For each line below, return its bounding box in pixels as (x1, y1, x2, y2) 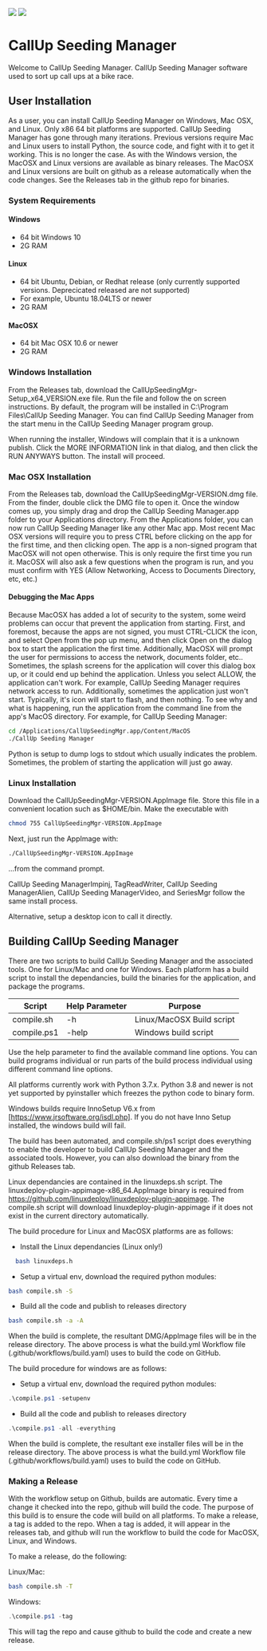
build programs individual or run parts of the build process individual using (8, 1056, 253, 1065)
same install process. (8, 896, 78, 906)
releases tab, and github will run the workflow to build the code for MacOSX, (8, 1528, 260, 1538)
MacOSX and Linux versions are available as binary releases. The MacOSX (8, 158, 253, 168)
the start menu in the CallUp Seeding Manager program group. (8, 419, 214, 429)
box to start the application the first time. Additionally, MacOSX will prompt (8, 644, 253, 654)
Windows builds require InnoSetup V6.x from (8, 1104, 155, 1113)
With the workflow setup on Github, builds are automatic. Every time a (8, 1494, 238, 1503)
